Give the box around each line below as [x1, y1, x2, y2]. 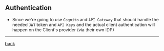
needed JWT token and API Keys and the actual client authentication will [12, 22, 155, 27]
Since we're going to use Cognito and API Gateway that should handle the [12, 16, 159, 22]
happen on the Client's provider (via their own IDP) [12, 26, 114, 33]
